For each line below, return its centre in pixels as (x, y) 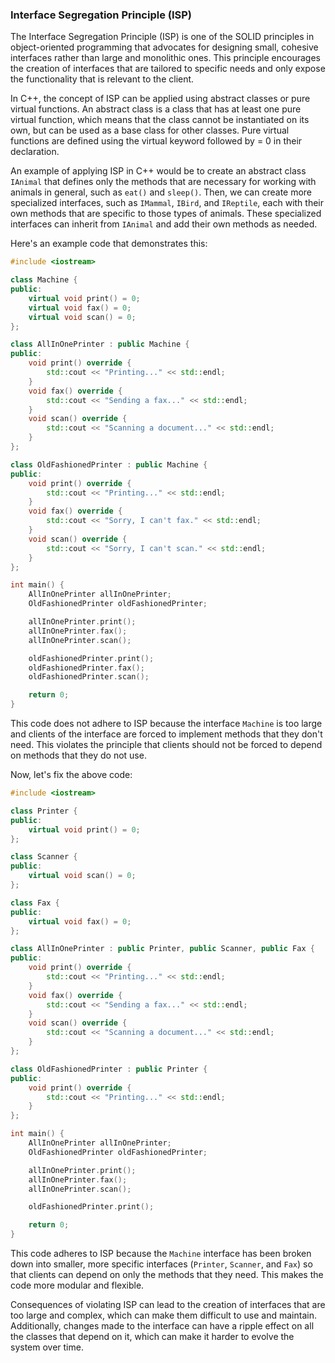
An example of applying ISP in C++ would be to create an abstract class (158, 171)
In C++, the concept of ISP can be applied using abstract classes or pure (160, 99)
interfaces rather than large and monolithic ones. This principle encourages (165, 58)
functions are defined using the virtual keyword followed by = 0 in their (156, 141)
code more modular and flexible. (77, 1285)
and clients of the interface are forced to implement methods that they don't (166, 734)
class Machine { (44, 280)
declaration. (35, 152)
